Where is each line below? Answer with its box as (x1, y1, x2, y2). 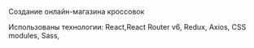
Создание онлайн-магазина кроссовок (8, 7, 145, 16)
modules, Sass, (8, 31, 60, 40)
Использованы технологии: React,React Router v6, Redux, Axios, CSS (8, 22, 247, 31)
